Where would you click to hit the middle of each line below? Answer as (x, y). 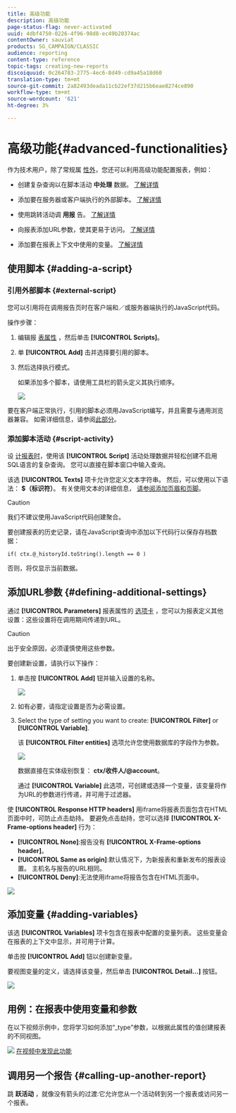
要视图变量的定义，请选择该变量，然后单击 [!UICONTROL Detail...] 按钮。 (114, 971)
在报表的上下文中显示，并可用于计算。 (63, 942)
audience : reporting (38, 54)
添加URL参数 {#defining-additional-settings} (107, 592)
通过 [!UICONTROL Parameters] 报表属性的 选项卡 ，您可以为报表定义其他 (116, 611)
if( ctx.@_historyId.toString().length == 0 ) (77, 554)
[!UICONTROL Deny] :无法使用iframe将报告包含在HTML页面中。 (110, 877)
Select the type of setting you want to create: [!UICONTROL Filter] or (118, 720)
